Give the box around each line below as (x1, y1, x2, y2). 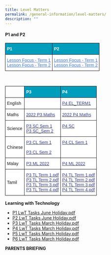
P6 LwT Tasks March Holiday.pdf (12, 236, 80, 242)
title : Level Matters (5, 7, 50, 12)
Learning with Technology (5, 200, 60, 206)
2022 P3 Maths (26, 112, 55, 117)
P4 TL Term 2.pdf (62, 177, 95, 183)
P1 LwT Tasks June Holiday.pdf (12, 210, 76, 216)
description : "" (5, 16, 38, 21)
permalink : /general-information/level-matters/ (5, 12, 107, 17)
